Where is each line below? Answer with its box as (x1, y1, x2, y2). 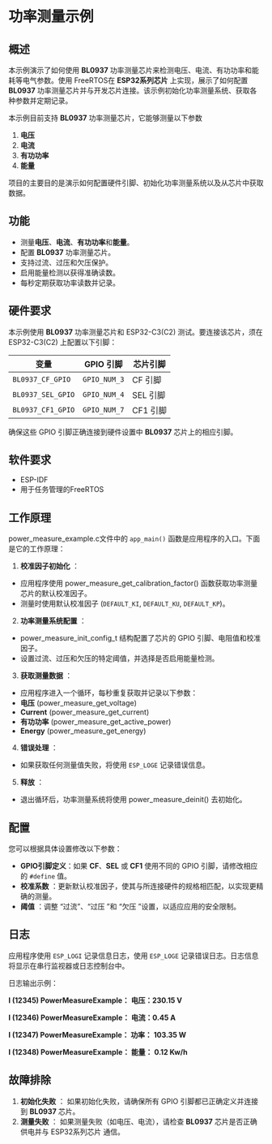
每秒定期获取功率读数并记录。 (19, 278, 120, 287)
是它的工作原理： (8, 544, 66, 554)
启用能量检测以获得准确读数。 (19, 267, 120, 277)
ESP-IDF (19, 475, 49, 485)
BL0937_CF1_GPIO (12, 405, 75, 414)
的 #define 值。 (19, 871, 71, 881)
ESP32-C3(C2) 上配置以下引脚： (8, 337, 117, 347)
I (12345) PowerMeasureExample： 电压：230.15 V (8, 995, 182, 1005)
